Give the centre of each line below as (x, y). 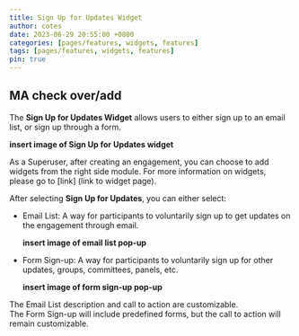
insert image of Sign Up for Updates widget (92, 144)
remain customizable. (49, 323)
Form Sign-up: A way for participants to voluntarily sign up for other (148, 260)
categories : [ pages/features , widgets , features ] (104, 43)
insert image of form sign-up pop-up (92, 287)
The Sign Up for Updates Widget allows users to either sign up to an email (147, 117)
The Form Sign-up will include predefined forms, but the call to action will (145, 314)
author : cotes (36, 26)
